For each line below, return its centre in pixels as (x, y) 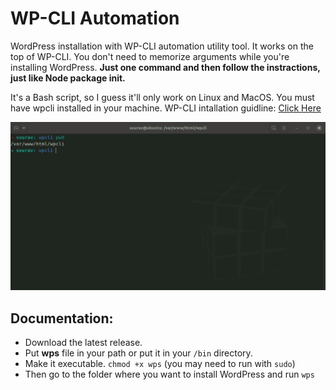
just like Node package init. (68, 78)
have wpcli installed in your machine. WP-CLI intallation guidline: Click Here (166, 108)
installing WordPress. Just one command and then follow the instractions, (165, 67)
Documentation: (62, 318)
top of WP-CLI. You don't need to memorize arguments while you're (150, 56)
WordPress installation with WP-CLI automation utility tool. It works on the (162, 46)
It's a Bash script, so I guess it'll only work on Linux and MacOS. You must (162, 97)
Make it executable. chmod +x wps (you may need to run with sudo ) (160, 363)
